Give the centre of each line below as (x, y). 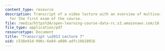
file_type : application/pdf (34, 28)
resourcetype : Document (29, 32)
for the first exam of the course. (46, 18)
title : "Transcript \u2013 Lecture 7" (45, 37)
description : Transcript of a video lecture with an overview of (73, 14)
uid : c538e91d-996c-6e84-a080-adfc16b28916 (50, 41)
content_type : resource (29, 9)
